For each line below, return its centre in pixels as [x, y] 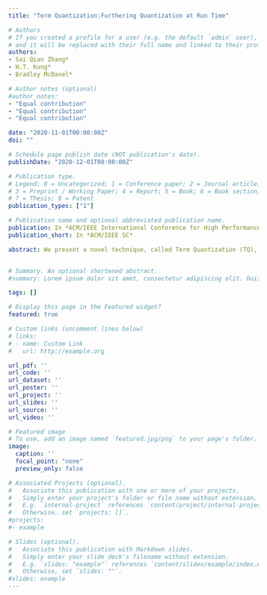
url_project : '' [35, 395]
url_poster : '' [33, 388]
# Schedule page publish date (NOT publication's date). [104, 155]
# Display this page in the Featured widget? [85, 307]
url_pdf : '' [28, 366]
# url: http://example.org [56, 351]
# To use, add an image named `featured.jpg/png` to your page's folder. [133, 439]
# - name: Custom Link [46, 343]
